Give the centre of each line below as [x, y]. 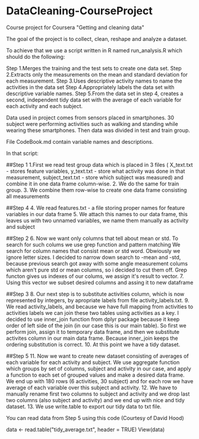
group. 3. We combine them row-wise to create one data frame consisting [97, 190]
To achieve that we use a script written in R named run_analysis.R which [94, 50]
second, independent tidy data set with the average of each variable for [94, 100]
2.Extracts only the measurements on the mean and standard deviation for [97, 74]
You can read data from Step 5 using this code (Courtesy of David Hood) [95, 418]
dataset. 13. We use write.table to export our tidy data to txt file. [84, 406]
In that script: [22, 153]
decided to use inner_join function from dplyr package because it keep [93, 319]
